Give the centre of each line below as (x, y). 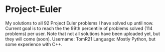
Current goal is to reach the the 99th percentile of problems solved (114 (79, 28)
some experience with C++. (34, 44)
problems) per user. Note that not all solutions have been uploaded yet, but (83, 33)
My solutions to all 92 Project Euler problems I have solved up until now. (79, 23)
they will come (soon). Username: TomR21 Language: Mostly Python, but (80, 39)
